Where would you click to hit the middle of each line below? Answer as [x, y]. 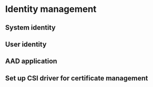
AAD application [31, 61]
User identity [26, 44]
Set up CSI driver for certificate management [77, 78]
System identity [30, 28]
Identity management [51, 9]
